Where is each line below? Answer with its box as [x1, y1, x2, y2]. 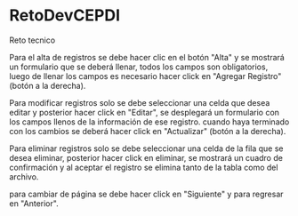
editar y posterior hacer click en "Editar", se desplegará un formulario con [9, 107, 280, 117]
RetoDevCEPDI [9, 5, 121, 26]
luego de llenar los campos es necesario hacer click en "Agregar [9, 70, 246, 81]
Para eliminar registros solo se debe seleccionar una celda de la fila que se [9, 143, 284, 154]
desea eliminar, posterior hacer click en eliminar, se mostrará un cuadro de [9, 152, 283, 163]
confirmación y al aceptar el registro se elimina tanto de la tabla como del [9, 162, 278, 172]
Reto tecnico [9, 35, 56, 45]
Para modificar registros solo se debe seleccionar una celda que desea [9, 97, 270, 108]
